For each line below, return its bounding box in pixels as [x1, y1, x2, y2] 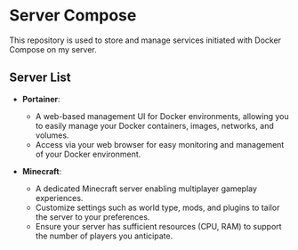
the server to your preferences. [35, 211, 150, 222]
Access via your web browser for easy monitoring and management [35, 139, 285, 149]
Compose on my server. [9, 44, 98, 54]
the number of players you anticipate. [35, 230, 173, 241]
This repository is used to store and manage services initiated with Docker [9, 35, 282, 45]
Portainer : [21, 93, 60, 104]
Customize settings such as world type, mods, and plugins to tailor [35, 202, 280, 213]
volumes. [35, 130, 69, 141]
